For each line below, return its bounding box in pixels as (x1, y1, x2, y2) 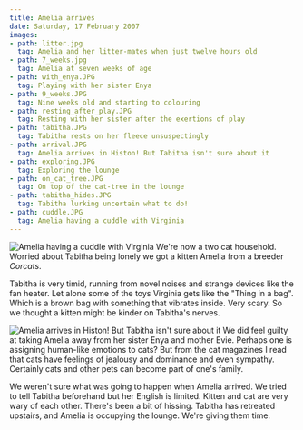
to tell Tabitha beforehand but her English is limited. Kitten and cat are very (9, 390, 288, 401)
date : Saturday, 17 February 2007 (9, 22, 141, 31)
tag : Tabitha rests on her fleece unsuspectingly (17, 132, 209, 141)
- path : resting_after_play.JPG (9, 106, 132, 115)
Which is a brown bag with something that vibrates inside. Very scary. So (9, 297, 283, 308)
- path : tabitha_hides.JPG (9, 191, 112, 200)
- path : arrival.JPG (9, 140, 88, 149)
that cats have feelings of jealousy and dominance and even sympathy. (9, 354, 275, 365)
